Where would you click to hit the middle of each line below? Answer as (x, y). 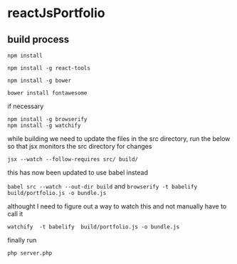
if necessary (26, 106)
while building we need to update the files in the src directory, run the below (119, 139)
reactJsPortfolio (56, 13)
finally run (22, 240)
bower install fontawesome (47, 93)
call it (15, 214)
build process (38, 39)
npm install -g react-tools (49, 68)
